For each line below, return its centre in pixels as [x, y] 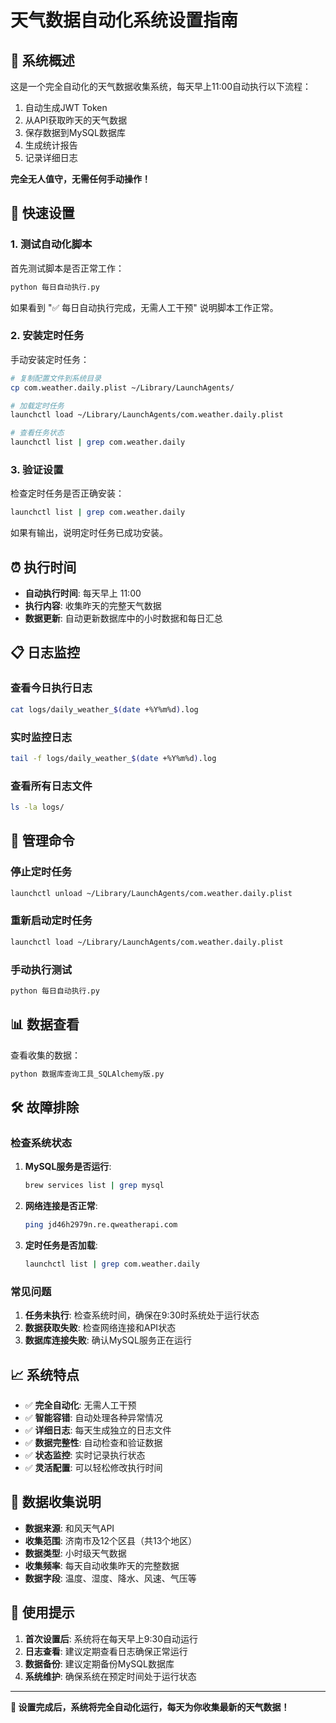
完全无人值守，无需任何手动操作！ [80, 179]
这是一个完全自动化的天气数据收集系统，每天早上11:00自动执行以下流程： [161, 86]
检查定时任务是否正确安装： [67, 493]
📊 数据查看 [45, 1024]
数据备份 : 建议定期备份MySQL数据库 [99, 1663]
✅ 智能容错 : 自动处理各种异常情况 [93, 1418]
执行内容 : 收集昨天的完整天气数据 [93, 606]
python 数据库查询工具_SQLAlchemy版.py [87, 1074]
